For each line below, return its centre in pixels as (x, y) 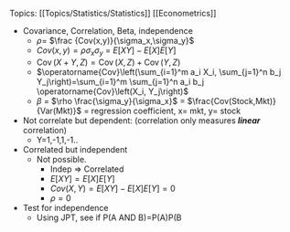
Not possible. (61, 159)
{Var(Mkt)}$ (59, 111)
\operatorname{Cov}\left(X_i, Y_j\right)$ (113, 91)
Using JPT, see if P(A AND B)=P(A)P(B (109, 217)
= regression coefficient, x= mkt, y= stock (162, 111)
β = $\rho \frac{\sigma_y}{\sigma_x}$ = (111, 100)
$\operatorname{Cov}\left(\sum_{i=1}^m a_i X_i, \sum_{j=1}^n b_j (159, 71)
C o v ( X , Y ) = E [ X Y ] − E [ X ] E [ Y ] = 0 (113, 188)
